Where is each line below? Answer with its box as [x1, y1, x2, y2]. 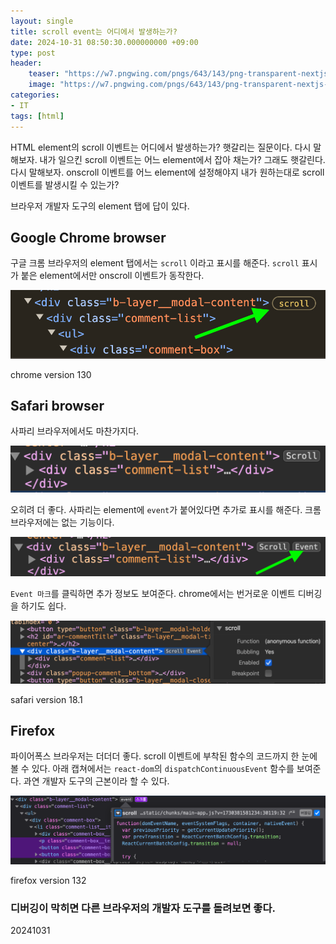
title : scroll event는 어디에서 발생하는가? [10, 26, 178, 37]
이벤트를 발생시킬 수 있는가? [10, 178, 120, 190]
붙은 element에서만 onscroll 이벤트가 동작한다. [20, 270, 205, 282]
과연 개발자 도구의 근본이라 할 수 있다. [23, 775, 170, 787]
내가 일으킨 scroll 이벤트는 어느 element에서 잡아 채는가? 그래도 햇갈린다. [39, 153, 326, 165]
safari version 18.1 [10, 693, 83, 705]
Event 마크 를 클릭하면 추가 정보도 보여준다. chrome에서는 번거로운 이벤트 [10, 588, 296, 600]
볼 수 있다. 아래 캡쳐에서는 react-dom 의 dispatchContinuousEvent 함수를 [10, 763, 295, 775]
